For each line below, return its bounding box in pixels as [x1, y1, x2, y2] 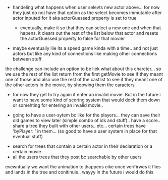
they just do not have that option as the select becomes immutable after [12, 10, 162, 16]
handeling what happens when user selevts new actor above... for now [12, 5, 160, 10]
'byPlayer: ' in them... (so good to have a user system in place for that [12, 128, 157, 134]
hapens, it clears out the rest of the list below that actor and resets [20, 30, 158, 36]
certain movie [12, 149, 41, 154]
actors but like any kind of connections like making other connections [12, 50, 157, 56]
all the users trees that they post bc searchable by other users [12, 154, 142, 160]
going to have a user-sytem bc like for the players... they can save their [12, 112, 160, 118]
